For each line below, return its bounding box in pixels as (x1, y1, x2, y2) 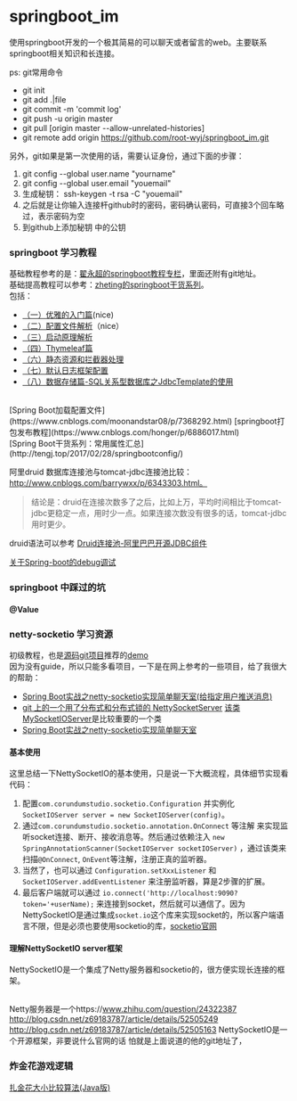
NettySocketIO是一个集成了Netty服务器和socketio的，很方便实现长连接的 (9, 965, 277, 975)
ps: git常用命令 (9, 67, 64, 78)
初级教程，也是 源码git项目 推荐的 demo (9, 650, 148, 661)
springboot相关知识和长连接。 (9, 47, 120, 59)
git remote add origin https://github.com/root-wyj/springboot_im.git (21, 132, 269, 143)
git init (21, 85, 45, 95)
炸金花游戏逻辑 (9, 1060, 74, 1072)
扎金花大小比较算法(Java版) (9, 1081, 111, 1093)
